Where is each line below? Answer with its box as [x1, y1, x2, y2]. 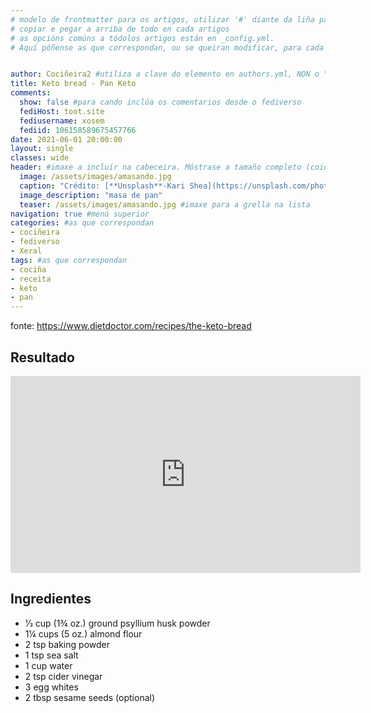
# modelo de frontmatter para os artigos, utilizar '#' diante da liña [10, 14, 315, 25]
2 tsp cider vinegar [24, 670, 103, 682]
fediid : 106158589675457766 [19, 125, 137, 135]
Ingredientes [10, 591, 92, 608]
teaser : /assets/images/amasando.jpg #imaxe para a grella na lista [19, 199, 311, 210]
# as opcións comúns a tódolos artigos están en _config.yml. [10, 33, 275, 43]
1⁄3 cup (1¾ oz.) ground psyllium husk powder [24, 617, 211, 629]
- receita [10, 274, 52, 284]
